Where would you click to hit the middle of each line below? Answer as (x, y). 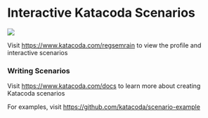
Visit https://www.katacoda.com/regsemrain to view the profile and (104, 45)
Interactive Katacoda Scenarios (101, 13)
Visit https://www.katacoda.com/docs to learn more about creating (104, 86)
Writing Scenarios (39, 71)
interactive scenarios (38, 52)
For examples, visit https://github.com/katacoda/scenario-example (104, 107)
